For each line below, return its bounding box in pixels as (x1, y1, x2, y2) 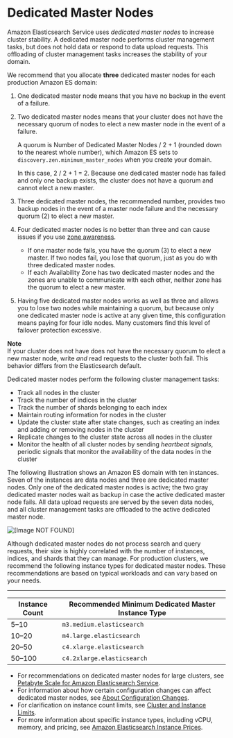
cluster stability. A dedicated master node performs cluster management (7, 35, 215, 43)
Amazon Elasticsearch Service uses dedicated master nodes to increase (7, 28, 214, 36)
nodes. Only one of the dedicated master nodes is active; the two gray (7, 483, 209, 491)
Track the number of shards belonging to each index (17, 403, 168, 411)
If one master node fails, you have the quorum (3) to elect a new (27, 246, 212, 254)
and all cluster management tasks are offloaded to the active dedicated (7, 505, 211, 513)
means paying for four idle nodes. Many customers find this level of (17, 318, 211, 327)
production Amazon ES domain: (7, 78, 98, 86)
